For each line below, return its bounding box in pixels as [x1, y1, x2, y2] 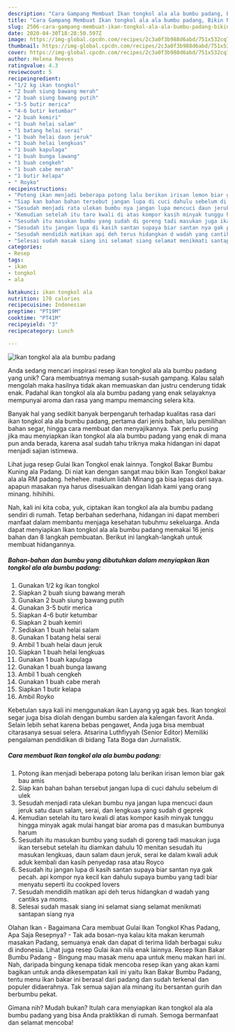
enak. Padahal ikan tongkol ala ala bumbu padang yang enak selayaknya [8, 388, 216, 397]
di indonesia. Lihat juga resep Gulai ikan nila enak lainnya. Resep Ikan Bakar [8, 946, 225, 954]
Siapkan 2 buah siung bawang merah [17, 589, 126, 597]
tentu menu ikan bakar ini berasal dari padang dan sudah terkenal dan [8, 975, 209, 983]
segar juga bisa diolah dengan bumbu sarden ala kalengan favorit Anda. [8, 713, 215, 722]
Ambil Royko [17, 692, 54, 701]
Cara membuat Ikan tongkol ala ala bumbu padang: [8, 751, 161, 760]
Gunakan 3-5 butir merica [17, 603, 93, 612]
